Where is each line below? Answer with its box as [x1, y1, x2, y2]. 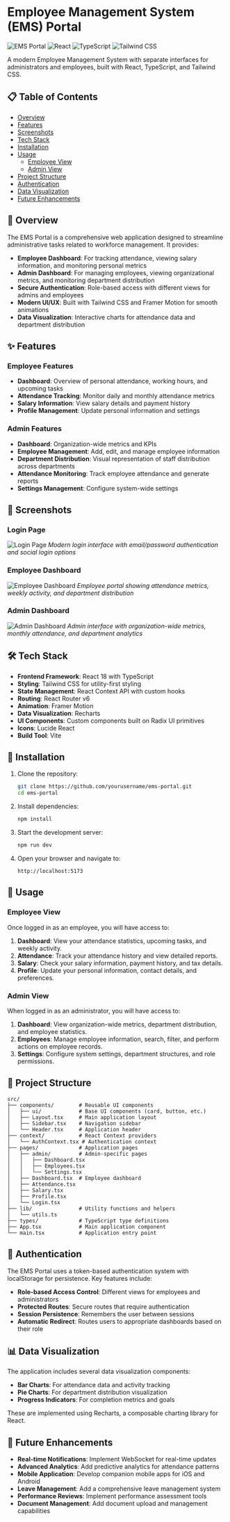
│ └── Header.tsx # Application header [7, 1126, 141, 1133]
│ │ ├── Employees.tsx [7, 1162, 85, 1170]
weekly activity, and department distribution [7, 589, 134, 597]
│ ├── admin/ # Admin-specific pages [7, 1150, 148, 1157]
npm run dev [17, 842, 52, 849]
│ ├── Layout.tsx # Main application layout [7, 1113, 157, 1121]
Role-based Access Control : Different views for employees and [17, 1287, 200, 1296]
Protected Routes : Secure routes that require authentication [17, 1302, 190, 1311]
